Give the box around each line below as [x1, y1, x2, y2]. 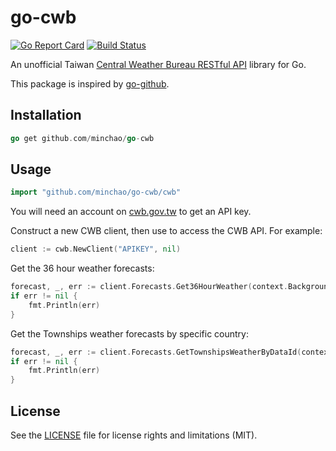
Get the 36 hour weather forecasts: [10, 262, 155, 275]
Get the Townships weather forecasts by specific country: [10, 327, 250, 340]
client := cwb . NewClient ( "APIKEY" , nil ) [10, 244, 182, 255]
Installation [10, 107, 82, 124]
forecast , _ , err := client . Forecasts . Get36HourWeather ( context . [10, 282, 288, 292]
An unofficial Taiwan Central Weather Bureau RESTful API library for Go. [10, 58, 307, 70]
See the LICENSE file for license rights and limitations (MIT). [10, 429, 258, 441]
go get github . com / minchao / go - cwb [10, 133, 155, 143]
